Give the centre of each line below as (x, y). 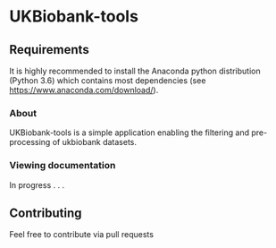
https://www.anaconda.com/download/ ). (84, 90)
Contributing (46, 213)
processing (30, 142)
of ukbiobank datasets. (94, 142)
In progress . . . (37, 184)
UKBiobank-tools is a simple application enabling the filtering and (130, 133)
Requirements (49, 50)
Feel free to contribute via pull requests (82, 235)
